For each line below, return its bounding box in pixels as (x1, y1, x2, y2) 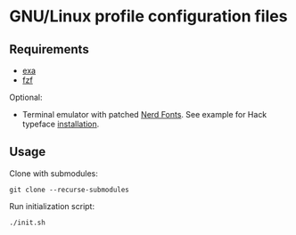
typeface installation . (21, 118, 100, 129)
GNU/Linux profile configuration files (9, 6, 288, 27)
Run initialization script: (9, 200, 95, 211)
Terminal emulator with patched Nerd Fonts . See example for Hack (21, 109, 267, 119)
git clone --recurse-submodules (9, 185, 129, 194)
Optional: (9, 92, 43, 102)
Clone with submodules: (9, 167, 98, 179)
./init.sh (9, 218, 46, 227)
